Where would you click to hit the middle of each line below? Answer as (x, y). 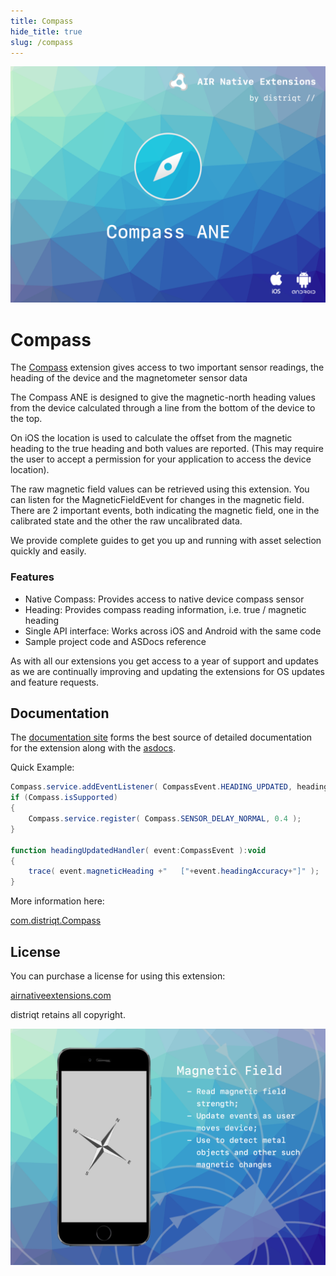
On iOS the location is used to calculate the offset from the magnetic (151, 438)
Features (32, 577)
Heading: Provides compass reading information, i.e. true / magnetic (165, 609)
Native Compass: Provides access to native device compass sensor (164, 599)
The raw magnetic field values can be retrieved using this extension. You (160, 489)
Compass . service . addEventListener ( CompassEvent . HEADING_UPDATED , (151, 787)
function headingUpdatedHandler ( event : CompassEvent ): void (138, 850)
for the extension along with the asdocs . (93, 748)
